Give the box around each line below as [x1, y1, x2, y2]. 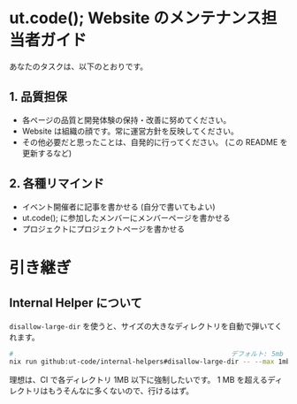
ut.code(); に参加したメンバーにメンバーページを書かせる [21, 212, 231, 223]
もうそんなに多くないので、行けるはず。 [47, 385, 194, 396]
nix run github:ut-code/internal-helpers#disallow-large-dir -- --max [9, 357, 275, 367]
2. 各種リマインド [9, 176, 104, 191]
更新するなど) [21, 148, 72, 158]
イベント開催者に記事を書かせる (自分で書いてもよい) [21, 201, 216, 212]
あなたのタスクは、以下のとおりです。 [9, 61, 148, 72]
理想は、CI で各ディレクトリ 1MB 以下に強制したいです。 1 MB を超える [9, 375, 268, 385]
